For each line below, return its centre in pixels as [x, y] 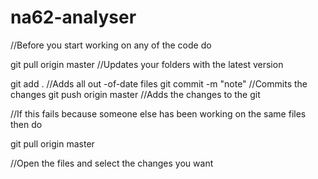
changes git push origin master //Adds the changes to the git [135, 94]
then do [26, 124]
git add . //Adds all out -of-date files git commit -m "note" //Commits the [159, 83]
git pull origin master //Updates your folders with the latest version [147, 64]
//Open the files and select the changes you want [112, 163]
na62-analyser [73, 17]
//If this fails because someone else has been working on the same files [158, 113]
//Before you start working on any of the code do [111, 45]
